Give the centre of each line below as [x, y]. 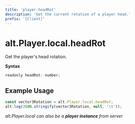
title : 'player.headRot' [31, 10]
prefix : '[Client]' [25, 19]
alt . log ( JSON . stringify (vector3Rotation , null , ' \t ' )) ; [64, 106]
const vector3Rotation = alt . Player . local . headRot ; [59, 102]
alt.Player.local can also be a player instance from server [64, 116]
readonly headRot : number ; [33, 75]
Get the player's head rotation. [36, 57]
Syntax [13, 66]
